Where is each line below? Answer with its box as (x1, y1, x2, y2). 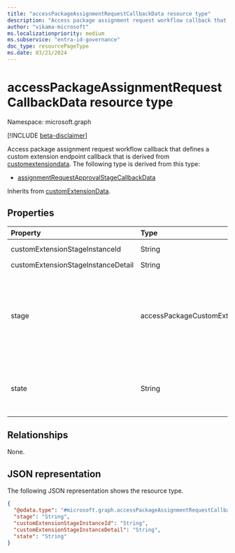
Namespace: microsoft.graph (7, 117, 92, 126)
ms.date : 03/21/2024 (7, 50, 68, 57)
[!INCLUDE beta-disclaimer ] (7, 131, 87, 139)
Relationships (7, 429, 69, 442)
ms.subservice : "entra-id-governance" (7, 36, 120, 43)
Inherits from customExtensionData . (7, 186, 111, 195)
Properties (7, 207, 55, 219)
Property (10, 228, 41, 238)
